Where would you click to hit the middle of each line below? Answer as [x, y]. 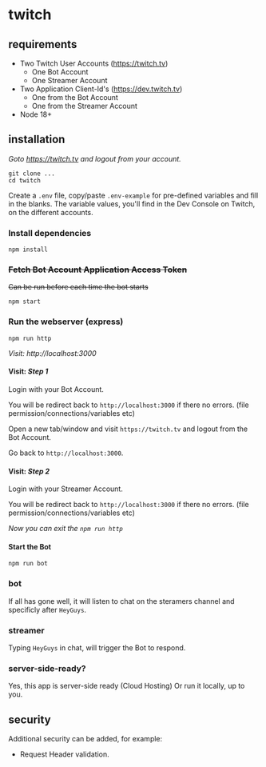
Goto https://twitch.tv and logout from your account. [95, 158]
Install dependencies [50, 233]
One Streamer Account [69, 80]
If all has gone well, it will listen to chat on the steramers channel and [121, 601]
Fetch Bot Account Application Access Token [98, 270]
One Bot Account [60, 72]
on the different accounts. [51, 212]
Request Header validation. [64, 754]
